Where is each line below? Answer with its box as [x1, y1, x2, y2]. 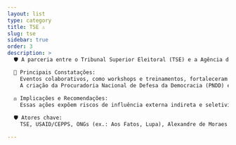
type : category [7, 17, 52, 24]
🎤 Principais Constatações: [13, 68, 96, 76]
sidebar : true [7, 37, 49, 44]
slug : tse [7, 30, 37, 37]
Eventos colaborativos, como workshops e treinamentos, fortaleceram [20, 75, 228, 82]
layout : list [7, 10, 46, 18]
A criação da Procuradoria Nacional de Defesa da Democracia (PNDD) [20, 82, 225, 89]
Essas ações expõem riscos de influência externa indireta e [20, 101, 202, 109]
